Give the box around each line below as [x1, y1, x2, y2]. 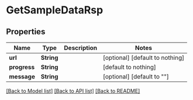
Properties [6, 27, 46, 37]
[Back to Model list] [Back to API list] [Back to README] [6, 88, 140, 94]
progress [9, 63, 35, 71]
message [9, 73, 35, 80]
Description [64, 44, 98, 52]
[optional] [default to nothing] [102, 53, 185, 62]
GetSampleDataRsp [6, 3, 104, 17]
